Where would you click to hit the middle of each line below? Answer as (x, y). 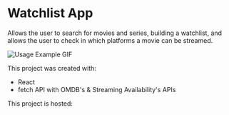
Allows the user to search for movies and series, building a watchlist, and (115, 33)
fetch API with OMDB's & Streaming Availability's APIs (97, 89)
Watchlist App (50, 13)
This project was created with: (52, 68)
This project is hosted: (40, 103)
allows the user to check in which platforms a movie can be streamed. (110, 40)
